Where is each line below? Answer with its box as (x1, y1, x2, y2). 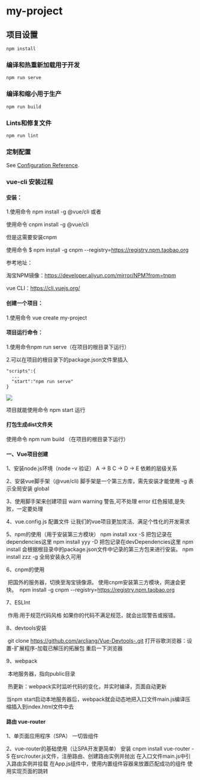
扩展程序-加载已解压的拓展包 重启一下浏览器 (14, 645, 123, 652)
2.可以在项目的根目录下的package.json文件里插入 (6, 356, 128, 363)
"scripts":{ (6, 368, 36, 374)
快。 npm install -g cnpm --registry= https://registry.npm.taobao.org (6, 586, 175, 594)
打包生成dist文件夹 (6, 421, 53, 428)
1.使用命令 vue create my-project (6, 314, 87, 321)
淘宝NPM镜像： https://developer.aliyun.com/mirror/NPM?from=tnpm (6, 272, 177, 279)
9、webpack (6, 658, 38, 665)
